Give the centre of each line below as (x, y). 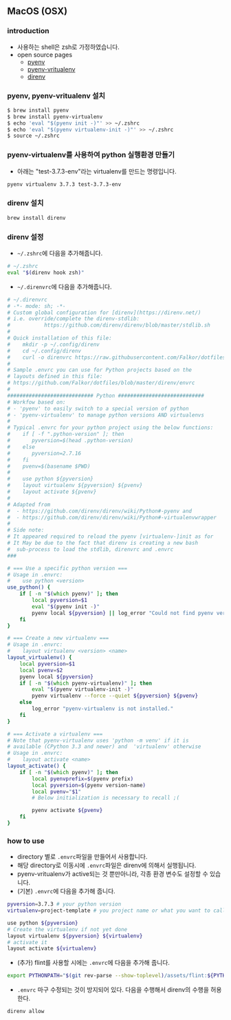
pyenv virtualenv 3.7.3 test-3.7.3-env (64, 184)
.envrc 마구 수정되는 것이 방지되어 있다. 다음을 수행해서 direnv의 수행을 (113, 990)
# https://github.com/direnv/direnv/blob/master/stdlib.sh (109, 325)
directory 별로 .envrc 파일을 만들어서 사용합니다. (82, 857)
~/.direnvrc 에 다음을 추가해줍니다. (64, 287)
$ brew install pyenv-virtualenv (55, 116)
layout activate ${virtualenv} (52, 949)
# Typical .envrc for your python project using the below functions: (110, 428)
